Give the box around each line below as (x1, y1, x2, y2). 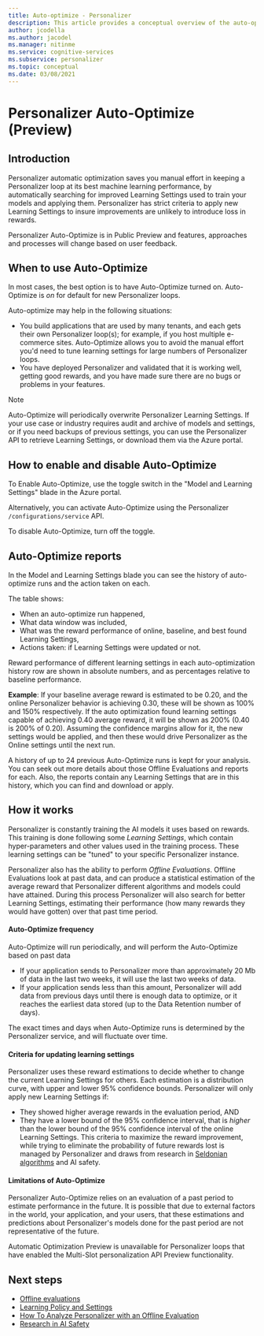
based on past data (8, 951, 71, 960)
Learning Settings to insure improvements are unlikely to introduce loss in (8, 207, 246, 216)
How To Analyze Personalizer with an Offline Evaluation (19, 1311, 200, 1320)
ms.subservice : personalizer (8, 56, 104, 64)
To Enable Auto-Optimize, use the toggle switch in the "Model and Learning (8, 479, 253, 489)
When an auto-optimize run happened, (19, 609, 145, 619)
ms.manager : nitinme (8, 41, 76, 49)
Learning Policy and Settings (19, 1302, 112, 1312)
